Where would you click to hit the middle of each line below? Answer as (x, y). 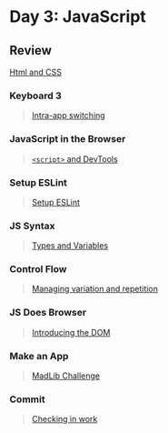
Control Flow (38, 269)
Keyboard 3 (35, 96)
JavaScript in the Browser (68, 139)
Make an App (39, 356)
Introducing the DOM (71, 332)
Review (31, 50)
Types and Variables (70, 246)
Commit (27, 399)
